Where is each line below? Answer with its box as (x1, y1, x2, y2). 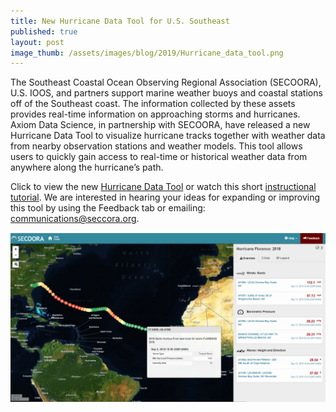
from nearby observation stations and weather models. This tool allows (10, 140, 303, 152)
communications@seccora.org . (10, 213, 140, 225)
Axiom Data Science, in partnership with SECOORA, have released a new (10, 119, 311, 131)
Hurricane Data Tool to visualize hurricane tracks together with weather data (10, 130, 326, 142)
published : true (10, 26, 78, 37)
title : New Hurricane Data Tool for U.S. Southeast (10, 16, 230, 26)
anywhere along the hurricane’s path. (10, 161, 164, 174)
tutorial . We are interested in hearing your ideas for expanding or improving (10, 191, 321, 204)
